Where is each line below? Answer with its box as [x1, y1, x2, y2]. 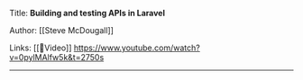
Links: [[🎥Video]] [9, 42, 72, 53]
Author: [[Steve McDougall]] [9, 25, 115, 35]
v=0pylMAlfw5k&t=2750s [9, 52, 105, 62]
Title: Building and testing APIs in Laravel [9, 8, 165, 18]
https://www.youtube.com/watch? [73, 42, 200, 53]
